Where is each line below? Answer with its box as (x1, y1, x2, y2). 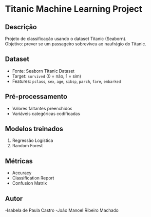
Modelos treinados (5, 125, 63, 133)
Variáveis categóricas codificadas (12, 111, 80, 117)
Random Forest (12, 143, 43, 149)
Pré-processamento (5, 93, 67, 101)
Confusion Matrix (12, 180, 47, 186)
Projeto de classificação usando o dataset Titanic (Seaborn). (5, 36, 127, 41)
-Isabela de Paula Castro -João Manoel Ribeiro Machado (5, 207, 119, 213)
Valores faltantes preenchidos (12, 105, 73, 111)
